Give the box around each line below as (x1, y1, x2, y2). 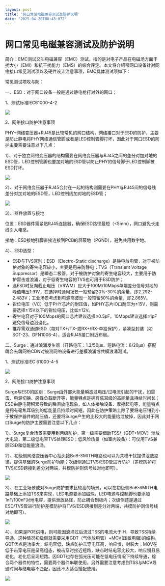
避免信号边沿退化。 (12, 320, 52, 326)
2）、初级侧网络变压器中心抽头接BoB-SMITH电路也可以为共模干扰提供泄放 (5, 453, 155, 459)
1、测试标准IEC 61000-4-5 (5, 359, 59, 365)
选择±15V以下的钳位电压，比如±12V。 (16, 307, 93, 313)
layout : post (5, 7, 32, 12)
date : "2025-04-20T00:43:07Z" (5, 16, 67, 21)
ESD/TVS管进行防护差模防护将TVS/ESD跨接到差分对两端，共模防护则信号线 (5, 503, 158, 509)
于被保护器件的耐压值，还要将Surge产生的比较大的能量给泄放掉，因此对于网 (5, 414, 160, 419)
